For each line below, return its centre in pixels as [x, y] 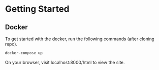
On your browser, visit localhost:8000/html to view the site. [65, 62]
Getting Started [37, 9]
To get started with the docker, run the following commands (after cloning [80, 39]
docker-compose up [24, 53]
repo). [11, 44]
